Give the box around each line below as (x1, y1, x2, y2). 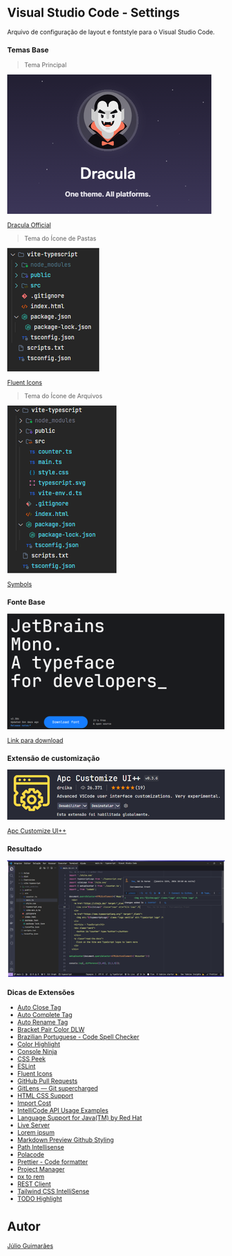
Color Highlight (17, 1040, 61, 1048)
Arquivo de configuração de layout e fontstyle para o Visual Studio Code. (7, 28, 215, 36)
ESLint (17, 1062, 36, 1070)
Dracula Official (7, 221, 52, 229)
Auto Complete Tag (17, 1011, 72, 1019)
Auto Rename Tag (17, 1018, 68, 1026)
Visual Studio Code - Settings (7, 5, 180, 21)
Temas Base (7, 45, 50, 55)
